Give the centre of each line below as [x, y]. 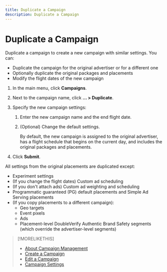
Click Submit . [26, 157]
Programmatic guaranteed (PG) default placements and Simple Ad [80, 192]
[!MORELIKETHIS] [36, 239]
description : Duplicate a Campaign [42, 14]
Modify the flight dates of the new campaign [58, 78]
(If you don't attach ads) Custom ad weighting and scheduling [76, 187]
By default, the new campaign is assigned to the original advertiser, [89, 136]
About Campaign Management [56, 249]
